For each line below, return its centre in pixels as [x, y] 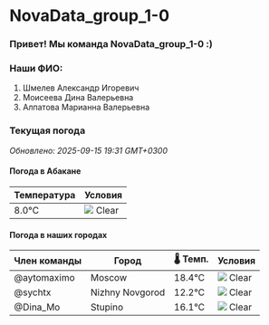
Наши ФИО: [36, 69]
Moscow [109, 278]
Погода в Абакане [45, 171]
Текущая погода [48, 130]
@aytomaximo [44, 278]
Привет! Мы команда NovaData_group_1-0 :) [111, 44]
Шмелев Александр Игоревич [81, 88]
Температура [45, 195]
